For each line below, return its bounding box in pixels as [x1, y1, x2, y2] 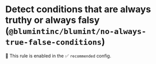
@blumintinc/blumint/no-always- [8, 27, 147, 37]
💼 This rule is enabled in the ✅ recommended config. [5, 52, 112, 59]
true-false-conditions [5, 38, 102, 47]
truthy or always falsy [5, 14, 100, 26]
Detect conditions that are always [5, 4, 151, 15]
